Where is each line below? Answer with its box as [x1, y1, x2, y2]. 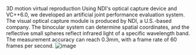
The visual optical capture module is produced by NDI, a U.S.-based [6, 18, 172, 24]
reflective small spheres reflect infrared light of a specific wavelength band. [6, 30, 190, 37]
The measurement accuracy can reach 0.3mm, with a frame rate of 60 [6, 36, 177, 43]
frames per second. [6, 42, 54, 49]
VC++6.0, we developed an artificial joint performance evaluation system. [6, 11, 185, 18]
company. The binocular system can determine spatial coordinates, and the [6, 23, 190, 30]
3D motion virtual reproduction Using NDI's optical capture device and [6, 5, 177, 12]
